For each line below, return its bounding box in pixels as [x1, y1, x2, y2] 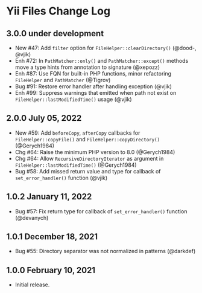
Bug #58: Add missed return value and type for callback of [14, 167, 161, 175]
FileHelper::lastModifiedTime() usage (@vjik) [14, 95, 132, 103]
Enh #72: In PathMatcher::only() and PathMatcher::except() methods [14, 57, 189, 64]
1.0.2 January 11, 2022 [6, 192, 92, 202]
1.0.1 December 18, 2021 [6, 231, 98, 242]
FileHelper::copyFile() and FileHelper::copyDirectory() [14, 135, 160, 143]
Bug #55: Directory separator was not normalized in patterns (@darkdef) [14, 248, 196, 255]
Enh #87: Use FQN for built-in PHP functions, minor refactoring [14, 70, 172, 77]
